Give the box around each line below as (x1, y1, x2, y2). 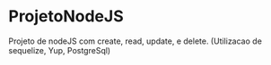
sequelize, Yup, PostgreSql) (8, 45, 111, 55)
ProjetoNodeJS (8, 6, 124, 27)
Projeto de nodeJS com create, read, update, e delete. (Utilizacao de (8, 36, 262, 46)
